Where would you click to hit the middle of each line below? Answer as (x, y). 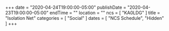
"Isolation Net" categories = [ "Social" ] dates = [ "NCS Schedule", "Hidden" (85, 18)
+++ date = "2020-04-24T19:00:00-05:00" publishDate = (66, 7)
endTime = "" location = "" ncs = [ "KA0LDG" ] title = (105, 13)
